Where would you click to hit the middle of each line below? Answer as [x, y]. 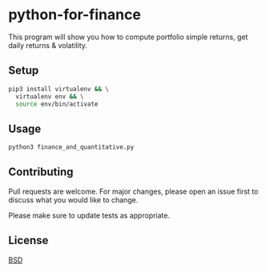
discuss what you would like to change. [73, 200]
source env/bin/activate [57, 104]
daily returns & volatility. [48, 45]
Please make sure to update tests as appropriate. [89, 215]
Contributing [41, 172]
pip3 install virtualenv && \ [59, 89]
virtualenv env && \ [50, 96]
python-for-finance [75, 15]
